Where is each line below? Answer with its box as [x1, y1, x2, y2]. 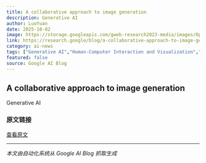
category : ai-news [6, 44, 53, 50]
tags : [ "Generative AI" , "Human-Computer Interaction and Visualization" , [6, 49, 199, 55]
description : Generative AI [6, 15, 78, 21]
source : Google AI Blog [6, 60, 67, 66]
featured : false [6, 55, 48, 61]
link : [6, 37, 20, 44]
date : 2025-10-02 [6, 26, 51, 32]
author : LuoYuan [6, 20, 48, 26]
